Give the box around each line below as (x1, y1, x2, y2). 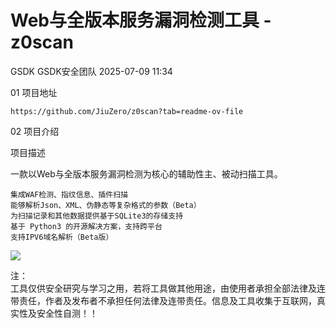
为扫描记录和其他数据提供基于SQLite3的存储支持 (10, 211, 184, 221)
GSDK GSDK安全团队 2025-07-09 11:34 (10, 65, 173, 77)
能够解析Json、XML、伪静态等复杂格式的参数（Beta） (10, 200, 202, 210)
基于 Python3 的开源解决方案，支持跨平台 (10, 221, 163, 231)
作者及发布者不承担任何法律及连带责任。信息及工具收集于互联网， (44, 294, 317, 306)
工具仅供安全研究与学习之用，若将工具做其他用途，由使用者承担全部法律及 (10, 282, 317, 294)
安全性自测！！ (36, 307, 98, 319)
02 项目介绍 (10, 125, 60, 137)
